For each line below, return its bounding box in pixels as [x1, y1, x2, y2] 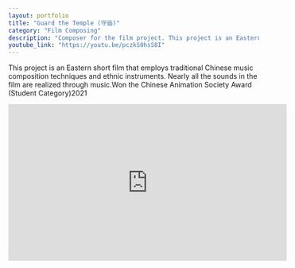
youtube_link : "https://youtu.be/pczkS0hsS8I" [8, 41, 165, 49]
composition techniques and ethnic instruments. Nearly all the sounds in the [8, 72, 258, 81]
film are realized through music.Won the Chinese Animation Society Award [8, 80, 252, 90]
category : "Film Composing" [8, 26, 102, 34]
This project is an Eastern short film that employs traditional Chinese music [8, 63, 254, 72]
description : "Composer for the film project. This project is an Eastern [8, 33, 262, 42]
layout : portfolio [8, 11, 69, 20]
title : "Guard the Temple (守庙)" [8, 19, 121, 27]
